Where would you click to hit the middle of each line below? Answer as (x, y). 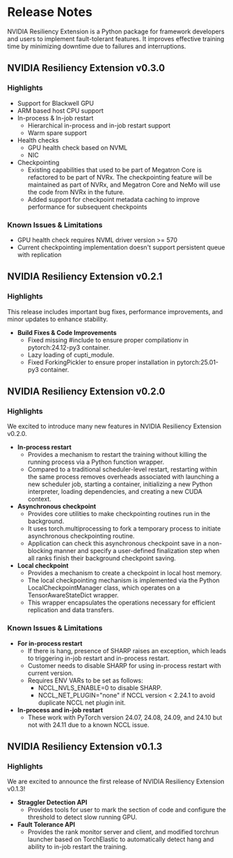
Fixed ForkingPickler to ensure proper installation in (101, 362)
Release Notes (50, 12)
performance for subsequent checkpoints (87, 207)
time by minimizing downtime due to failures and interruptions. (97, 46)
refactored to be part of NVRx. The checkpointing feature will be (120, 177)
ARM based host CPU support (61, 110)
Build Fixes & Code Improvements (67, 332)
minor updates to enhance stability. (58, 319)
